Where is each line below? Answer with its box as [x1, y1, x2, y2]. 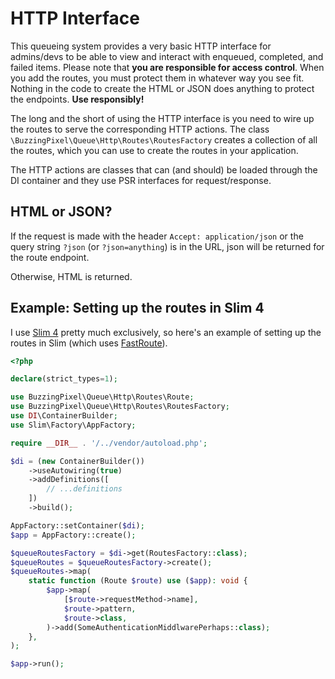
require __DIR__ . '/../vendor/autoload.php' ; [10, 438, 208, 448]
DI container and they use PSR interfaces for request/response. [10, 174, 272, 186]
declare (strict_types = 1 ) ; [10, 374, 118, 384]
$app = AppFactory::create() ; [10, 530, 137, 540]
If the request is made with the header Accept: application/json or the [10, 230, 304, 242]
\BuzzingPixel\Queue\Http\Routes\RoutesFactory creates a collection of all [10, 133, 318, 146]
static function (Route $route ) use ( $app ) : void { [28, 576, 248, 586]
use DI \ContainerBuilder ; [10, 411, 118, 421]
